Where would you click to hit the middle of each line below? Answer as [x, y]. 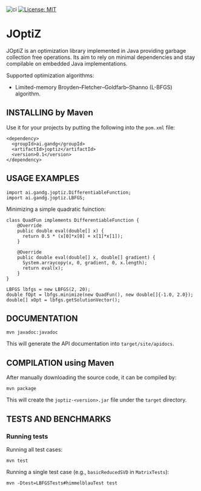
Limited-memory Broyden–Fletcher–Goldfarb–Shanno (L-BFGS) [94, 87]
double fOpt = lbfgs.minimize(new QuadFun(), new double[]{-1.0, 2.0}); [100, 295]
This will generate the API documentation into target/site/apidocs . [90, 344]
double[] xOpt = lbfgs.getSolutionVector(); [63, 300]
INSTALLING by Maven [50, 113]
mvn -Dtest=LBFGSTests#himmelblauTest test [62, 483]
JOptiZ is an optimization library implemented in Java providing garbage [96, 50]
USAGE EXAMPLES [43, 178]
